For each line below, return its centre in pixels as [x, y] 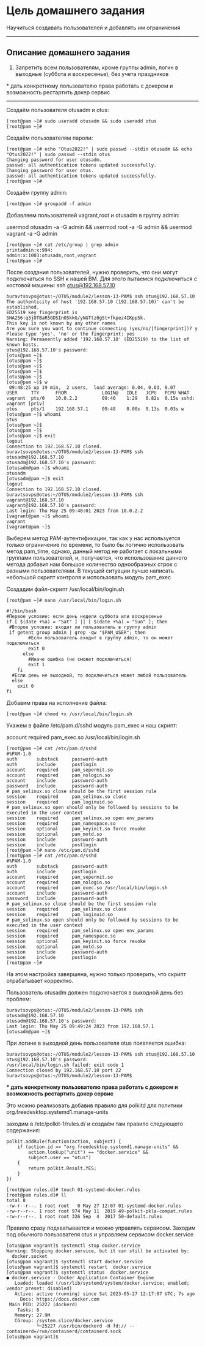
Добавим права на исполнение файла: [57, 702]
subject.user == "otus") [60, 1157]
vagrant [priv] [26, 404]
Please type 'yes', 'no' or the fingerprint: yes [71, 334]
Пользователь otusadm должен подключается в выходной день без [95, 992]
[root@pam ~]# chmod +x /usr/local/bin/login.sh [69, 714]
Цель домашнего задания [76, 11]
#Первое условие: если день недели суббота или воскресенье [85, 616]
